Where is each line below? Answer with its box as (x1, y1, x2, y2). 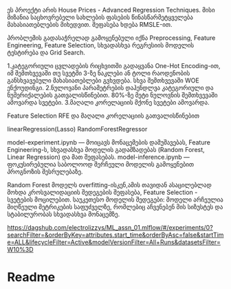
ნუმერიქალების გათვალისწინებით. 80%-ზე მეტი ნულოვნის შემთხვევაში (7, 91, 218, 99)
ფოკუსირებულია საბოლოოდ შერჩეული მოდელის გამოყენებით (7, 160, 195, 168)
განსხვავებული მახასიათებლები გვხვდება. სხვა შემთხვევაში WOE (7, 76, 199, 85)
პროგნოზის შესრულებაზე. (7, 168, 83, 175)
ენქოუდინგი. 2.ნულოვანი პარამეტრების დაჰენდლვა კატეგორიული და (7, 84, 214, 92)
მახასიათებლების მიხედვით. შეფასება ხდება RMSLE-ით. (7, 21, 173, 28)
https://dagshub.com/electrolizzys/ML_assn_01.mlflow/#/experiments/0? (7, 224, 213, 231)
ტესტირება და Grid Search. (7, 48, 86, 56)
